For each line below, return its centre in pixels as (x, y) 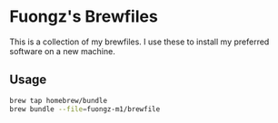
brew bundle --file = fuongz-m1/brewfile (85, 109)
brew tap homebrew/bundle (58, 100)
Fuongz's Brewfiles (84, 17)
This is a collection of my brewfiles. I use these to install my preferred (139, 42)
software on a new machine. (62, 51)
